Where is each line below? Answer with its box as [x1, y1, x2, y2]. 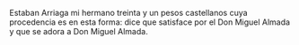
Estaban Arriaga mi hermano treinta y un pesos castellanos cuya [9, 8, 249, 18]
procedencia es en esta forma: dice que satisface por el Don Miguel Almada [9, 17, 290, 27]
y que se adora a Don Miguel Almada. [9, 26, 148, 36]
